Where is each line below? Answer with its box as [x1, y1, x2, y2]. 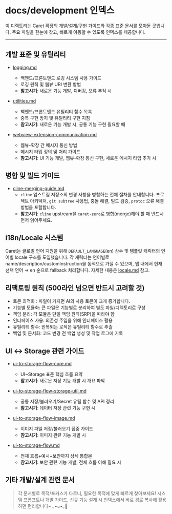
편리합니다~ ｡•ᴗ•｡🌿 [27, 503, 68, 509]
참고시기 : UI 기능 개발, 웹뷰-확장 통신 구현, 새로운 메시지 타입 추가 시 [20, 155, 157, 161]
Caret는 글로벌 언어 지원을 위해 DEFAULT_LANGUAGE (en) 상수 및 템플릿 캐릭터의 [5, 248, 160, 254]
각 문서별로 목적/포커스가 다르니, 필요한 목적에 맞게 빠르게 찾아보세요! [17, 490, 156, 496]
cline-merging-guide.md [12, 185, 65, 191]
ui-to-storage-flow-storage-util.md [12, 388, 87, 394]
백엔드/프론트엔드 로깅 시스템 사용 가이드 [20, 75, 102, 81]
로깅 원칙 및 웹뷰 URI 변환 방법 [20, 81, 81, 87]
